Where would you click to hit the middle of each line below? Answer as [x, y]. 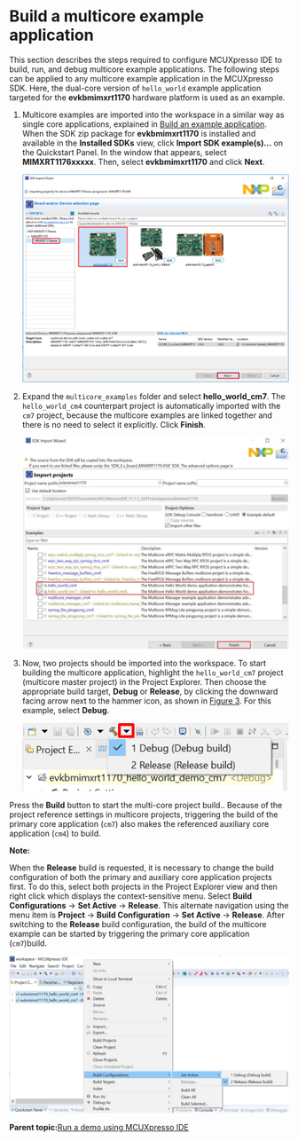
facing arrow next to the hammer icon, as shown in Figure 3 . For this [147, 700]
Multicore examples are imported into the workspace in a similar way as [153, 114]
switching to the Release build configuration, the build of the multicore [138, 924]
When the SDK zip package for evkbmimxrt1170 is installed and [139, 133]
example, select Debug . [66, 710]
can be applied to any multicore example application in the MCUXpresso [141, 78]
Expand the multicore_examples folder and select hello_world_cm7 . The [153, 396]
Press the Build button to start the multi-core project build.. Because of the [146, 805]
